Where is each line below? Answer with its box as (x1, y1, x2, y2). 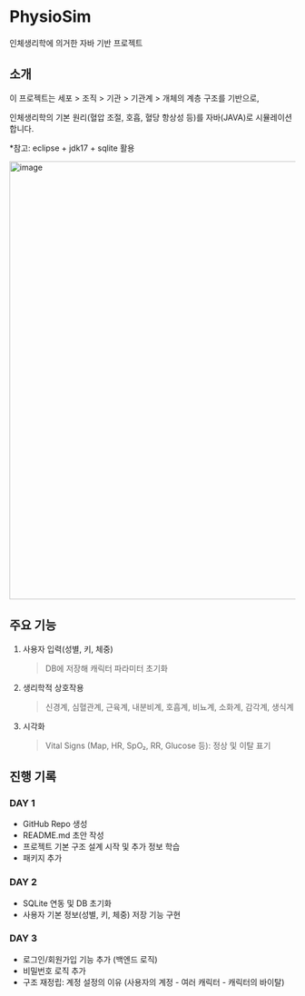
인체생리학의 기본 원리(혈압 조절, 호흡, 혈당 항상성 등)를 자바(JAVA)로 (9, 112, 254, 123)
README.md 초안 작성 (22, 830, 104, 841)
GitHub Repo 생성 (22, 819, 88, 830)
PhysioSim (9, 6, 92, 27)
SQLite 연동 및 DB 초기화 (22, 897, 112, 909)
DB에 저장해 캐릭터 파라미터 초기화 (44, 663, 168, 674)
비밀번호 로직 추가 (22, 965, 86, 976)
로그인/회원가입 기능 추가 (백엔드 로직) (22, 953, 158, 964)
